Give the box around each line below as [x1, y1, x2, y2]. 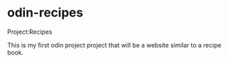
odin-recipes [7, 5, 83, 21]
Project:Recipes [7, 28, 53, 36]
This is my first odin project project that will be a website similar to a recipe [7, 41, 222, 49]
